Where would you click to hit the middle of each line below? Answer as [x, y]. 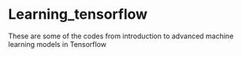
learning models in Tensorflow [58, 44]
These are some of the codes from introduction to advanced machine [121, 36]
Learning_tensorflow [78, 14]
